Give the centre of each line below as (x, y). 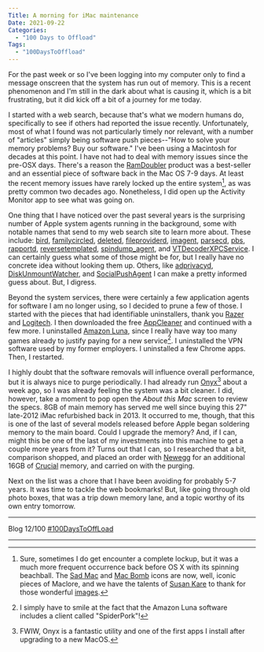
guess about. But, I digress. (52, 282)
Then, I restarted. (36, 357)
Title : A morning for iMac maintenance (73, 15)
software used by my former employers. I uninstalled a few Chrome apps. (127, 349)
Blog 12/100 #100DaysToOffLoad (61, 528)
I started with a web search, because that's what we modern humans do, (126, 115)
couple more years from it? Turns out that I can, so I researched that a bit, (127, 449)
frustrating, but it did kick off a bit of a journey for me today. (105, 100)
